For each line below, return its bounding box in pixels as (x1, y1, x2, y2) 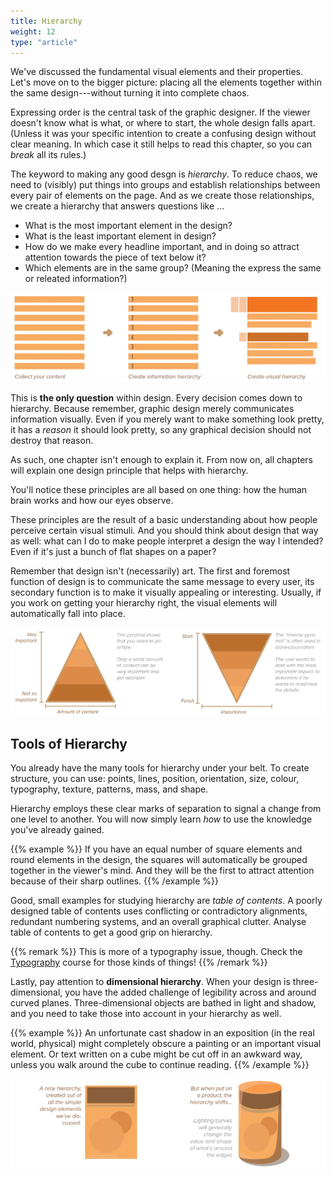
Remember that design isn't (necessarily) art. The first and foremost (10, 565, 291, 577)
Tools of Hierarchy (10, 735, 128, 752)
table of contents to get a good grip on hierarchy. (10, 926, 213, 939)
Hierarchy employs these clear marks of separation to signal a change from (10, 803, 322, 815)
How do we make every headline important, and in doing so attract (24, 241, 300, 253)
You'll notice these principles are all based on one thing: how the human (10, 484, 308, 496)
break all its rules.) (10, 149, 87, 161)
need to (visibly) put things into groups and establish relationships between (10, 179, 321, 191)
